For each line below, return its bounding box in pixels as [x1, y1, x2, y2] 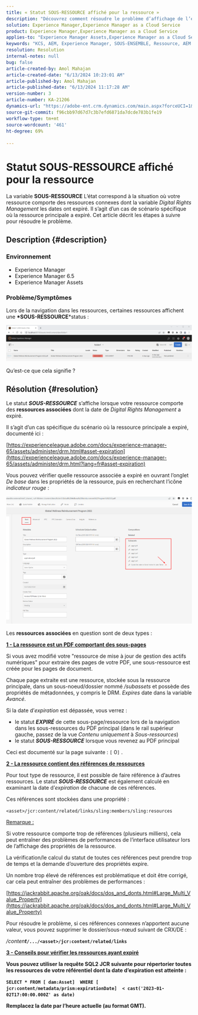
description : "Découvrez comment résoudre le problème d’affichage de [6, 15, 183, 22]
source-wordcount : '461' [6, 122, 67, 128]
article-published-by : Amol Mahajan [6, 78, 96, 84]
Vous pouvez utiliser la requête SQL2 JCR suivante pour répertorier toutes [6, 961, 192, 968]
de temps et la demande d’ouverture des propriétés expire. [6, 861, 149, 868]
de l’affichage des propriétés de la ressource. [6, 843, 117, 850]
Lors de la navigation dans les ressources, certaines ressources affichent [6, 307, 184, 314]
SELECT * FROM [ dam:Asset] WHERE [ [6, 980, 99, 985]
